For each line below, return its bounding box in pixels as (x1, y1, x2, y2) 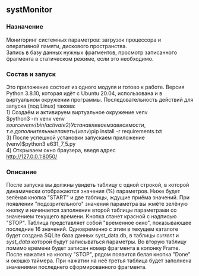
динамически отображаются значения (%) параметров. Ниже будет (6, 187, 181, 195)
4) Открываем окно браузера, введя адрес (6, 146, 116, 153)
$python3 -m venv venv (6, 115, 65, 122)
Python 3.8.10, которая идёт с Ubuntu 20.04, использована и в (6, 89, 163, 97)
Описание (6, 168, 37, 176)
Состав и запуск (6, 70, 56, 78)
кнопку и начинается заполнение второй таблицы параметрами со (6, 206, 177, 214)
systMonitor (6, 5, 53, 15)
